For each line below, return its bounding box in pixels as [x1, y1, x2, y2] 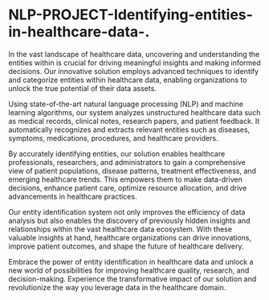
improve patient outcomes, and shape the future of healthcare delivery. [8, 241, 244, 251]
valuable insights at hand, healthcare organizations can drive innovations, [8, 232, 251, 242]
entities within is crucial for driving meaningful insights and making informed [8, 58, 261, 68]
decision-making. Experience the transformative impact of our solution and [8, 273, 257, 283]
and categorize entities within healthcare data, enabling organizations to [8, 75, 247, 84]
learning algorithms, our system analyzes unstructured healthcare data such [8, 107, 261, 117]
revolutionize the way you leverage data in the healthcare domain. [8, 282, 226, 292]
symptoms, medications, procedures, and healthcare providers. [8, 133, 218, 142]
